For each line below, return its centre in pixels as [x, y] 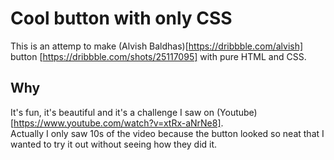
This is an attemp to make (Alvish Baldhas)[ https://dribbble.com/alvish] [157, 46]
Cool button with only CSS [121, 18]
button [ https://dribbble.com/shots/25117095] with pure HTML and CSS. [158, 56]
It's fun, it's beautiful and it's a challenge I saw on [112, 112]
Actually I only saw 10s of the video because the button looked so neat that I [167, 133]
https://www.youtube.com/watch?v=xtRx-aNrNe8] [117, 123]
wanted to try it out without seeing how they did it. [114, 144]
